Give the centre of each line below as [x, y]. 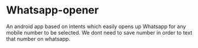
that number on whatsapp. [38, 39]
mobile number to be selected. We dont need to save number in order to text [99, 32]
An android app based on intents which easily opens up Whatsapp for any [96, 26]
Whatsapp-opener [53, 10]
